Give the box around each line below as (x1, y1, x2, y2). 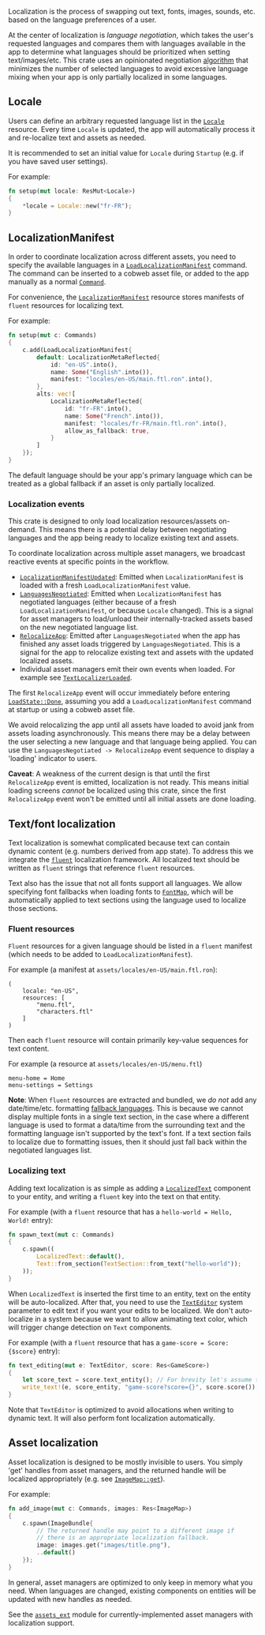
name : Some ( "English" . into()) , (50, 368, 154, 376)
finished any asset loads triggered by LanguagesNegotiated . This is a (19, 639, 241, 649)
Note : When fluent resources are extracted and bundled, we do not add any (8, 1095, 257, 1104)
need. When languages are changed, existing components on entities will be (8, 1586, 256, 1596)
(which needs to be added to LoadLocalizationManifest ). (8, 950, 193, 959)
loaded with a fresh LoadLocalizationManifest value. (19, 580, 191, 591)
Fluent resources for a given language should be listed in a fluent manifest (8, 941, 252, 951)
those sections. (8, 903, 58, 913)
